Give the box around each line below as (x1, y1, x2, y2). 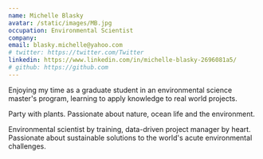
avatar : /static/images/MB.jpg (8, 19, 112, 27)
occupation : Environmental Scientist (8, 26, 134, 34)
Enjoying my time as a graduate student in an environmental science (8, 85, 233, 95)
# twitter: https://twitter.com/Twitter (8, 48, 145, 56)
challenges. (8, 141, 46, 151)
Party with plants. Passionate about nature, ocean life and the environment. (8, 109, 255, 118)
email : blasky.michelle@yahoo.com (8, 41, 124, 49)
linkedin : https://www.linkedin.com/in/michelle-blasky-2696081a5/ (8, 56, 237, 64)
